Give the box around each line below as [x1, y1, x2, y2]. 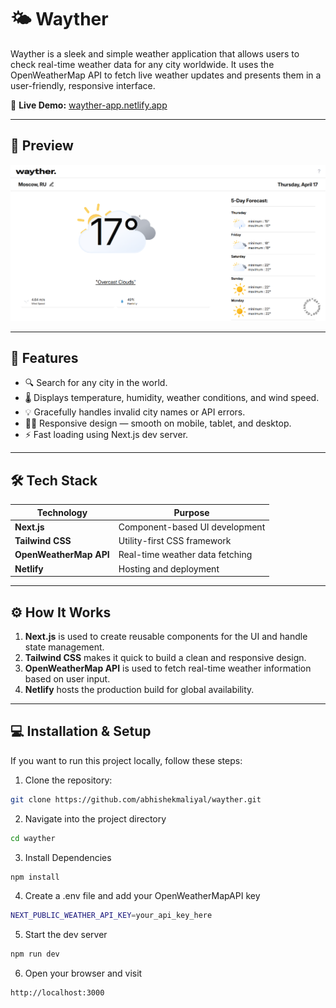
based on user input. [24, 672, 111, 685]
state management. [24, 641, 105, 653]
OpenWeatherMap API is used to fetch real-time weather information [24, 662, 312, 674]
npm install [10, 872, 60, 882]
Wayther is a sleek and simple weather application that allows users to [10, 47, 300, 60]
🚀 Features [10, 349, 79, 366]
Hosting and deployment [118, 562, 220, 575]
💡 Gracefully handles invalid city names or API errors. [24, 406, 246, 418]
